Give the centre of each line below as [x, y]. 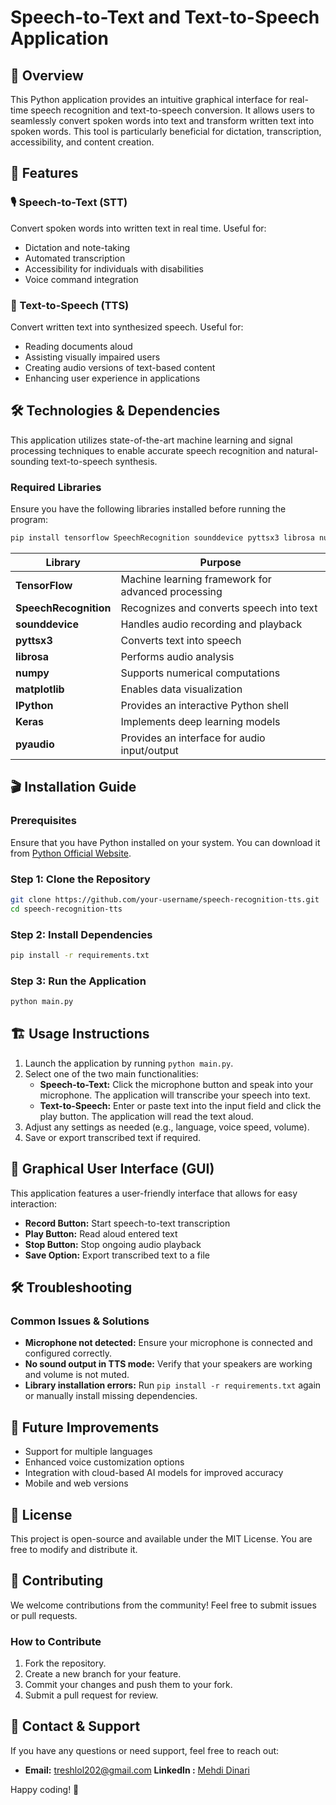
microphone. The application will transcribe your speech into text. [175, 1095]
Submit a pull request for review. [91, 1695]
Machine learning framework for [196, 579]
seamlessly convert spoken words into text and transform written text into [162, 120]
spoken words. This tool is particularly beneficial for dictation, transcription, [166, 131]
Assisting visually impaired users [92, 357]
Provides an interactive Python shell [204, 705]
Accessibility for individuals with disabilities [114, 268]
